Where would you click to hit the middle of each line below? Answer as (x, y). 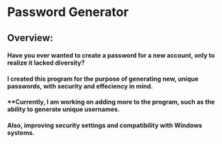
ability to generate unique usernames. (64, 109)
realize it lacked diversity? (46, 63)
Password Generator (68, 12)
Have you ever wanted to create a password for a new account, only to (111, 56)
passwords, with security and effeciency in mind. (80, 86)
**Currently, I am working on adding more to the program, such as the (111, 102)
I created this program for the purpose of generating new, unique (103, 79)
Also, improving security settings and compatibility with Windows (105, 125)
